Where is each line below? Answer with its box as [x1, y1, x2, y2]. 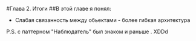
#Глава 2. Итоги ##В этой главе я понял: [6, 5, 112, 12]
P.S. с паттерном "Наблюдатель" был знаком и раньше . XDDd [6, 28, 168, 35]
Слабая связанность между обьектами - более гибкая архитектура [15, 17, 191, 23]
